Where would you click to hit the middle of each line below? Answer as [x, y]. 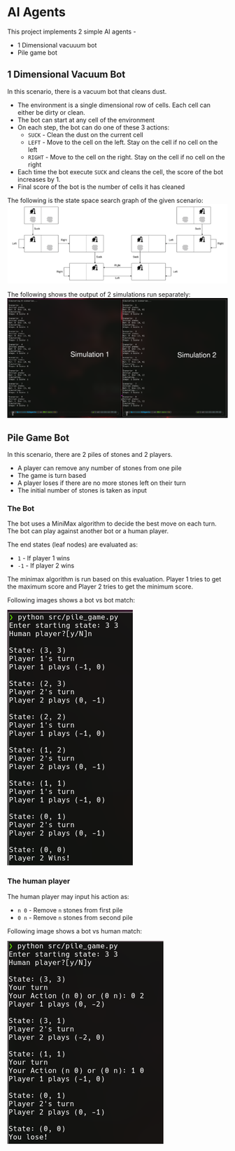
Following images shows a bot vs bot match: [71, 600]
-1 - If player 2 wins [46, 566]
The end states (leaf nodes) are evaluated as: [73, 545]
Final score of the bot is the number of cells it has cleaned [101, 187]
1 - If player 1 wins [43, 558]
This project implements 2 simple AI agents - [72, 31]
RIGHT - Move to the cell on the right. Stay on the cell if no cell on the [126, 157]
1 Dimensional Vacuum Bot [66, 75]
